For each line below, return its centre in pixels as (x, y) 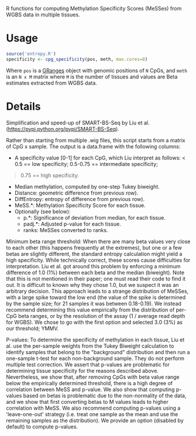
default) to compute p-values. (42, 427)
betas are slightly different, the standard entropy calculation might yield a (94, 254)
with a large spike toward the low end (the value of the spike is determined (96, 297)
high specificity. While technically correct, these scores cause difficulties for (98, 260)
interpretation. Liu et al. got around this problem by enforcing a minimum (93, 266)
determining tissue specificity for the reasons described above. (82, 371)
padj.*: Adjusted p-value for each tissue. (72, 224)
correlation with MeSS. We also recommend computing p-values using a (93, 408)
